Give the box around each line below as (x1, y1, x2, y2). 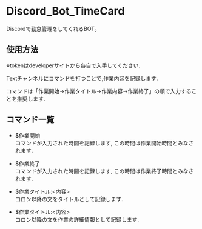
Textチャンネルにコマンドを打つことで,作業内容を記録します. (6, 75, 158, 82)
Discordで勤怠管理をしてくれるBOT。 (6, 25, 100, 32)
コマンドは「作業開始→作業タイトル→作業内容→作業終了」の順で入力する (6, 87, 192, 95)
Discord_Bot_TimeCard (6, 4, 125, 18)
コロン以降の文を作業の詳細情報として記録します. (15, 216, 140, 223)
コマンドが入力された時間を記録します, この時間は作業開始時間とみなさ (15, 139, 194, 147)
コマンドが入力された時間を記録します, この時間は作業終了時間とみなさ (15, 167, 194, 174)
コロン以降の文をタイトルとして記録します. (15, 195, 123, 202)
